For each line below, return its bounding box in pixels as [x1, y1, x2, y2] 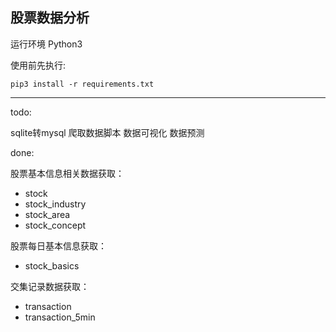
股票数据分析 [10, 9, 90, 27]
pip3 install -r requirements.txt [10, 79, 155, 89]
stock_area [24, 208, 71, 220]
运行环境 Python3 [10, 38, 83, 50]
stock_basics [24, 259, 80, 272]
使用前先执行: [10, 59, 67, 71]
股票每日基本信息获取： [10, 239, 107, 252]
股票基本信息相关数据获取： [10, 167, 125, 179]
